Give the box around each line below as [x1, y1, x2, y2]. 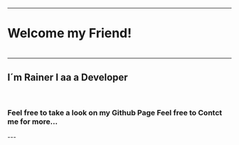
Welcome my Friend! [7, 26, 132, 41]
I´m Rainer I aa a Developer [7, 71, 128, 83]
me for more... [7, 117, 58, 127]
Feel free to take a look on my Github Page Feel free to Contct [7, 108, 223, 118]
